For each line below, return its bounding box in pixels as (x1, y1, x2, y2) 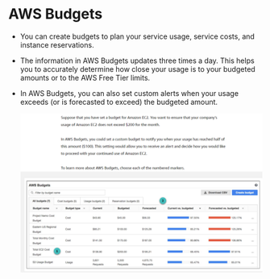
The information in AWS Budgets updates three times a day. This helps (19, 56, 255, 65)
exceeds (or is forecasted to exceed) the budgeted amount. (19, 97, 218, 106)
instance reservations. (19, 40, 94, 49)
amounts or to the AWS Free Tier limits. (19, 73, 151, 82)
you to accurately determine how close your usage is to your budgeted (19, 64, 255, 73)
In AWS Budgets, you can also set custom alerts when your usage (19, 88, 239, 98)
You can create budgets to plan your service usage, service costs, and (19, 31, 255, 41)
